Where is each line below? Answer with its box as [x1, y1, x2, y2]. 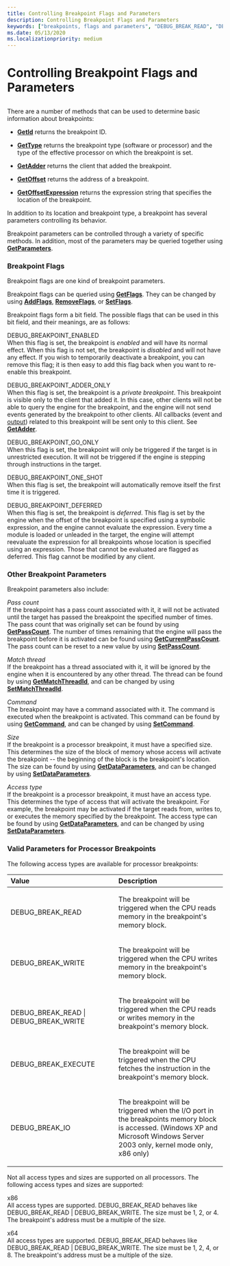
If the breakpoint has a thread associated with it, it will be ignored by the [7, 663, 211, 671]
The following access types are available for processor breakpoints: [7, 859, 199, 868]
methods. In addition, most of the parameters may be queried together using [7, 236, 223, 245]
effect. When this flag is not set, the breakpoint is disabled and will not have [7, 346, 221, 354]
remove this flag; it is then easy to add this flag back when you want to [7, 361, 207, 368]
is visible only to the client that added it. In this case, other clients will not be [7, 396, 222, 404]
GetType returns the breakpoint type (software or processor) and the [16, 141, 213, 149]
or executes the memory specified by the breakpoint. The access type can [7, 812, 218, 821]
